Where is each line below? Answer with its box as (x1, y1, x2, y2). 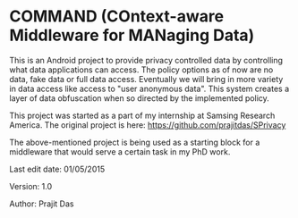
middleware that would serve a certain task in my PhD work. (9, 146, 231, 157)
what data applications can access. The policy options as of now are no (9, 64, 274, 75)
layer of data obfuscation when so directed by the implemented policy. (9, 92, 270, 104)
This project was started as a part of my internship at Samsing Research (9, 110, 276, 121)
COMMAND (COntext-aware (9, 6, 225, 27)
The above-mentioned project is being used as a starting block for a (9, 137, 260, 147)
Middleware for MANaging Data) (9, 25, 255, 46)
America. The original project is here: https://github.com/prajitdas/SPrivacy (9, 119, 286, 130)
